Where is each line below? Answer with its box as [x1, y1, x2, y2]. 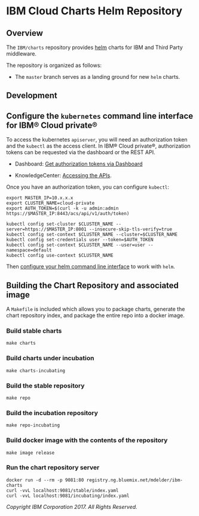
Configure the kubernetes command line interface [6, 110, 193, 121]
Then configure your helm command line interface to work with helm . [6, 263, 175, 270]
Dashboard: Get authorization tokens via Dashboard [14, 160, 143, 168]
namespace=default [6, 247, 52, 253]
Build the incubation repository [6, 408, 99, 417]
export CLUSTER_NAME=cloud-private [6, 200, 95, 207]
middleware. [6, 50, 37, 57]
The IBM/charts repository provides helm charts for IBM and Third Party [6, 44, 183, 51]
